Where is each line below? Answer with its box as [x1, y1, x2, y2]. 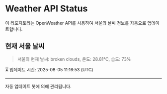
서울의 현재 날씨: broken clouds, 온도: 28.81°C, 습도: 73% [17, 56, 131, 62]
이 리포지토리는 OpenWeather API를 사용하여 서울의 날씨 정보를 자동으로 [5, 20, 147, 26]
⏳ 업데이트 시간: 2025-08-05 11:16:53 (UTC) [5, 66, 93, 72]
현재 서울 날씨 [5, 42, 45, 50]
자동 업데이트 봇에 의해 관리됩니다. [5, 83, 72, 89]
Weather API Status [5, 3, 88, 14]
